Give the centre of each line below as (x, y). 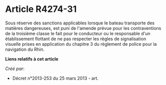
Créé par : (15, 69)
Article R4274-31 (41, 9)
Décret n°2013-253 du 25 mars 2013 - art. (55, 78)
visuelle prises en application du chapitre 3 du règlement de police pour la (81, 44)
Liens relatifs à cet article (32, 59)
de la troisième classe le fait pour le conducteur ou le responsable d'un (78, 33)
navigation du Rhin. (25, 49)
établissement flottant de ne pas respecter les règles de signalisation (76, 39)
